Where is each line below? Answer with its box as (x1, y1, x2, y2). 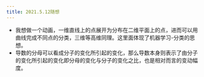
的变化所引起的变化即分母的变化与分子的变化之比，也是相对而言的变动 (15, 56, 193, 64)
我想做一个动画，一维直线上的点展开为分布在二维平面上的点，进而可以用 (15, 26, 198, 33)
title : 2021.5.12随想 (6, 8, 60, 15)
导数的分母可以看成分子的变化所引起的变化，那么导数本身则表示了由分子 (15, 49, 198, 56)
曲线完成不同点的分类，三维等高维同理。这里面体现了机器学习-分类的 (15, 34, 190, 41)
